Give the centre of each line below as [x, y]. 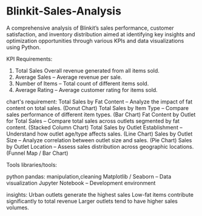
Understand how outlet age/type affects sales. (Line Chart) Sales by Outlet [99, 134]
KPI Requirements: [29, 59]
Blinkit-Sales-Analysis [64, 11]
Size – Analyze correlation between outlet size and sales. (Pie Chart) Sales [99, 140]
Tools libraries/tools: [32, 165]
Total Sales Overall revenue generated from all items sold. [87, 70]
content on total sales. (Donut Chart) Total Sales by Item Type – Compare [98, 108]
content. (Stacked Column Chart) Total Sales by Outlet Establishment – [95, 127]
